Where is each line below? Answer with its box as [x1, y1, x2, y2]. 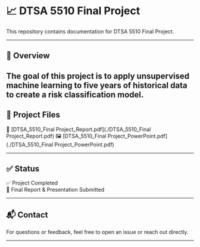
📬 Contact [6, 210, 48, 220]
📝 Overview [6, 51, 50, 61]
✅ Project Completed [6, 179, 58, 187]
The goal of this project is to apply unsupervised [6, 71, 189, 81]
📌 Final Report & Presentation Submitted [6, 186, 105, 193]
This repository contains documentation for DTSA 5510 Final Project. [6, 27, 174, 35]
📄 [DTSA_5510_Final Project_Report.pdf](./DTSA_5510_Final [6, 126, 151, 133]
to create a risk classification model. [6, 89, 144, 99]
